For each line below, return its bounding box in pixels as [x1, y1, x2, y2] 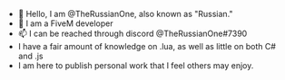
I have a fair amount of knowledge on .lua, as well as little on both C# [17, 41, 277, 51]
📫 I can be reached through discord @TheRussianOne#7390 [17, 28, 248, 39]
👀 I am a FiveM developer [17, 18, 113, 29]
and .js [17, 50, 44, 61]
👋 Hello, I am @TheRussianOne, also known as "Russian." [17, 9, 233, 19]
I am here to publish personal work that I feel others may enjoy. [17, 60, 254, 71]
